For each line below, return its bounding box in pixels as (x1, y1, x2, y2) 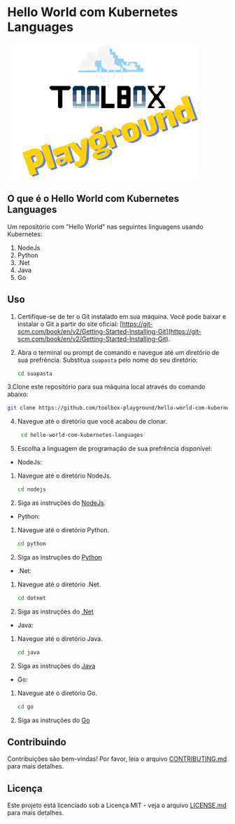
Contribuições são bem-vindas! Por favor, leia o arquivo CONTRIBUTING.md (7, 755, 227, 763)
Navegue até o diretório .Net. (17, 580, 101, 588)
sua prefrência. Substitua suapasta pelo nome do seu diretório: (17, 356, 198, 364)
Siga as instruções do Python (17, 553, 103, 561)
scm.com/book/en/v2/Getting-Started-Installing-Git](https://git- (17, 327, 201, 335)
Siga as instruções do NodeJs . (17, 499, 106, 507)
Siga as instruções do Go (17, 716, 90, 724)
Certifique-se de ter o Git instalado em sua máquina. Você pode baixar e (17, 312, 227, 320)
